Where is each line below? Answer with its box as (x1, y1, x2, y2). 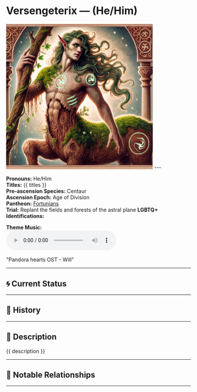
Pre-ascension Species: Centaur (6, 188, 87, 195)
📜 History (6, 305, 41, 315)
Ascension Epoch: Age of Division (6, 194, 90, 201)
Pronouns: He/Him (6, 175, 52, 182)
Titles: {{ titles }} (6, 182, 47, 189)
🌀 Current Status (6, 278, 67, 288)
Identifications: (6, 213, 45, 220)
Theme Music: (6, 224, 42, 231)
